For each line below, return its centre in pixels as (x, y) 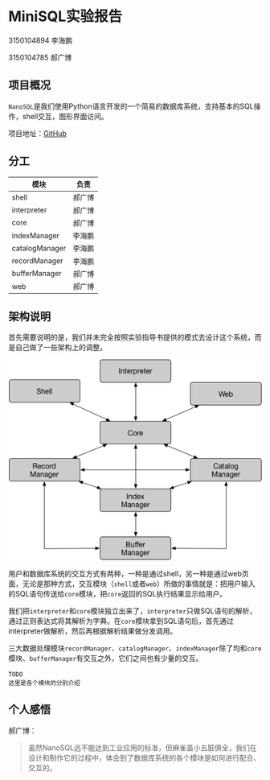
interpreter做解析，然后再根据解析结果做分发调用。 (93, 631)
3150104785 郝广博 (40, 57)
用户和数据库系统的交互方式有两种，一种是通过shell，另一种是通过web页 (129, 574)
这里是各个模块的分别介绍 (44, 683)
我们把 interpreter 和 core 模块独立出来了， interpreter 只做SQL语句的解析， (133, 611)
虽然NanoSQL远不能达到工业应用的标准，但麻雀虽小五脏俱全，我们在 (142, 747)
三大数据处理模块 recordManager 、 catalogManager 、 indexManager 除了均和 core (135, 648)
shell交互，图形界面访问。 (65, 116)
